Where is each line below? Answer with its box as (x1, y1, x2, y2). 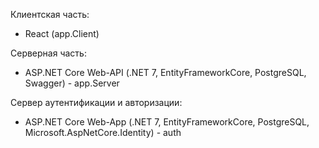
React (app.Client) (24, 28, 100, 39)
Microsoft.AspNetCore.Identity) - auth (24, 127, 182, 138)
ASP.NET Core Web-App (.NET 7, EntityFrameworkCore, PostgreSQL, (24, 116, 310, 128)
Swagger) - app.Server (24, 77, 120, 89)
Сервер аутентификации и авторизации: (10, 97, 183, 108)
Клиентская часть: (10, 9, 90, 20)
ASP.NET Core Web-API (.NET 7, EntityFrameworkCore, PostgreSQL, (24, 67, 307, 78)
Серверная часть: (10, 47, 87, 59)
